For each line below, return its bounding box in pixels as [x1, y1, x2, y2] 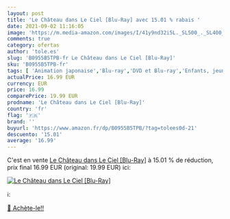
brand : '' [7, 118, 36, 125]
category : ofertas [7, 42, 60, 49]
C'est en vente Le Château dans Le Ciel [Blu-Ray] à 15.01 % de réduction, [7, 156, 214, 164]
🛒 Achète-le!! [7, 204, 44, 212]
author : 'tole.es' [7, 49, 60, 55]
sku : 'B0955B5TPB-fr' [7, 61, 69, 68]
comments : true [7, 36, 51, 42]
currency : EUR [7, 80, 48, 87]
